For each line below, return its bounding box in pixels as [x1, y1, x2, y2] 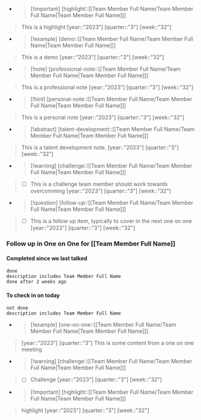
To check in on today [6, 291, 60, 299]
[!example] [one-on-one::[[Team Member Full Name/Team [30, 321, 177, 329]
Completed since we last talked [6, 254, 88, 262]
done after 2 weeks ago [6, 279, 67, 285]
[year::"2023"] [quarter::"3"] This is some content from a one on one [21, 340, 194, 347]
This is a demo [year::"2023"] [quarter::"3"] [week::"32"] [21, 54, 164, 60]
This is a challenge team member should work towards [30, 180, 168, 188]
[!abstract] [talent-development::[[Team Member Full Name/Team [30, 126, 195, 133]
